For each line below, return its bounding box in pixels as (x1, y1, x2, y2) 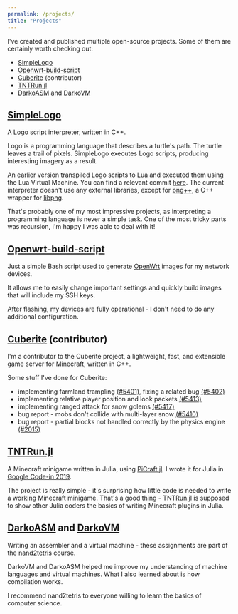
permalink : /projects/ (7, 10, 75, 18)
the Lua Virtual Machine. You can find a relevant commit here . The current (7, 178, 225, 187)
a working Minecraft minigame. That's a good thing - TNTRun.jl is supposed (7, 493, 229, 502)
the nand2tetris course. (7, 548, 76, 557)
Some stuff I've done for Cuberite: (7, 373, 107, 382)
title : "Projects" (7, 17, 62, 24)
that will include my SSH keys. (7, 291, 96, 300)
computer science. (7, 598, 63, 607)
